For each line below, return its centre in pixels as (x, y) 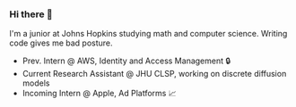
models (36, 83)
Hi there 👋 (31, 14)
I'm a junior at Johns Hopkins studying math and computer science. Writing (148, 34)
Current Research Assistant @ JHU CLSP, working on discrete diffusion (154, 74)
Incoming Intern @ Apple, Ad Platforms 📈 (99, 94)
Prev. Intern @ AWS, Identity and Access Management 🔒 (126, 61)
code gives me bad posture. (61, 43)
